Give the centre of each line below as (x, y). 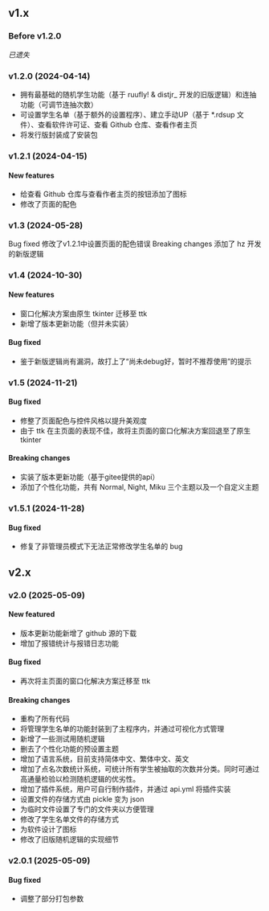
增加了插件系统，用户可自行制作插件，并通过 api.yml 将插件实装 (125, 789)
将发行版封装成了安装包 (59, 134)
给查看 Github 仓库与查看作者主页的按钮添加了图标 (103, 194)
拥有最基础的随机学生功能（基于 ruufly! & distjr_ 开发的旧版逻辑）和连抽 (138, 94)
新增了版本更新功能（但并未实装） (76, 323)
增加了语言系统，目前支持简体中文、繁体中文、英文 (104, 759)
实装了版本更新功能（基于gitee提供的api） (90, 477)
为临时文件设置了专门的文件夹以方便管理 (87, 809)
